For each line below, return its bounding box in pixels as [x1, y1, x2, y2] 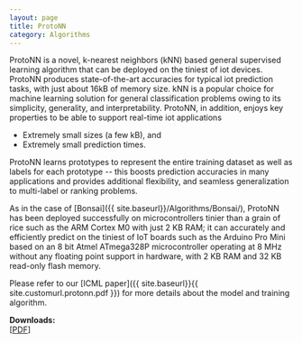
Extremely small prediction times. [22, 139, 146, 150]
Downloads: [9, 315, 56, 326]
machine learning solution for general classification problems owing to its [9, 93, 281, 104]
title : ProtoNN [9, 22, 67, 31]
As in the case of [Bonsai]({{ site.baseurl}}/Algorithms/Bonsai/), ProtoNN [9, 203, 279, 214]
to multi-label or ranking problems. [9, 186, 138, 197]
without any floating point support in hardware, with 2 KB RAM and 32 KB [9, 251, 282, 262]
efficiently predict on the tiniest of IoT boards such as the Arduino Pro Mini [9, 232, 286, 243]
